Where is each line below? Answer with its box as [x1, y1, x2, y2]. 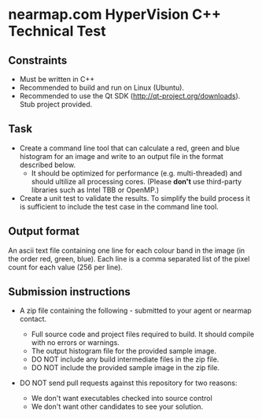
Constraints [8, 54, 68, 67]
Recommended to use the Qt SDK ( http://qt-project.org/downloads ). [19, 91, 241, 100]
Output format [8, 224, 80, 238]
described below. [19, 160, 76, 169]
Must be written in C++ [19, 75, 95, 83]
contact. [19, 314, 47, 324]
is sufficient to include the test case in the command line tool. [19, 202, 219, 211]
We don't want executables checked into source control [31, 394, 212, 403]
